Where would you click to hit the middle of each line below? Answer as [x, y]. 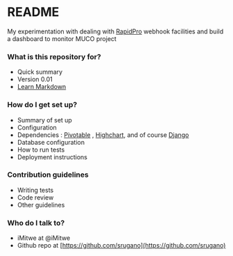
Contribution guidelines [48, 175]
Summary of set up [45, 120]
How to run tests [41, 150]
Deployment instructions [52, 157]
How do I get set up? [42, 105]
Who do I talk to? [36, 223]
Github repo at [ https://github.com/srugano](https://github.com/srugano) [121, 246]
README [33, 12]
